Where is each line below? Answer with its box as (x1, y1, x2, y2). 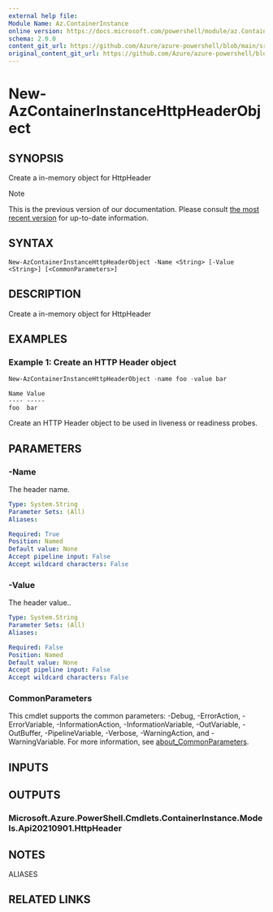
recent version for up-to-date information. (8, 213, 149, 223)
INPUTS (8, 760, 49, 774)
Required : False (8, 643, 63, 651)
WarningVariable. (8, 737, 67, 747)
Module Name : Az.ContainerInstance (8, 19, 129, 28)
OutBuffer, (8, 728, 43, 738)
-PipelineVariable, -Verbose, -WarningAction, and (44, 728, 210, 738)
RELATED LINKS (8, 893, 91, 906)
